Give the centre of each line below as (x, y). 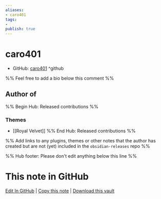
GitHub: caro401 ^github (38, 68)
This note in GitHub (47, 177)
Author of (21, 94)
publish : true (20, 29)
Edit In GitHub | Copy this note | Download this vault (60, 191)
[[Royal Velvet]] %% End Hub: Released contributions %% (74, 131)
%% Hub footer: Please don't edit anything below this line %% (71, 156)
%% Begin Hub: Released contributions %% (52, 106)
